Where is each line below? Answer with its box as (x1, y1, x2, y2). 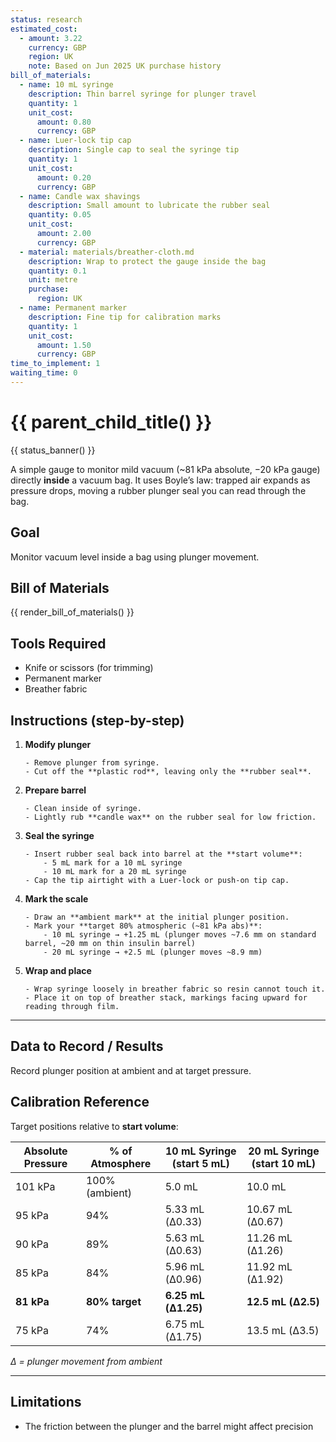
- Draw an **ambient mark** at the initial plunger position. (24, 912, 290, 923)
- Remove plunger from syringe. (24, 758, 160, 768)
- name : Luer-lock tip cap (19, 136, 132, 146)
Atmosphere (90, 1156, 152, 1170)
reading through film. (24, 1002, 120, 1012)
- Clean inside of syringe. (24, 804, 142, 814)
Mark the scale (24, 893, 89, 905)
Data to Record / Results (10, 1038, 164, 1055)
